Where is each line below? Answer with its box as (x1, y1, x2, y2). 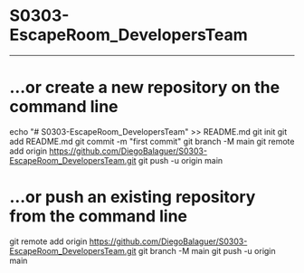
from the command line (9, 206, 188, 227)
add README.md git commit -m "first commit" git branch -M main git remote (9, 136, 295, 146)
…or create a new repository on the (9, 78, 280, 98)
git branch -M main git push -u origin (138, 245, 276, 256)
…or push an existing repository (9, 187, 256, 208)
